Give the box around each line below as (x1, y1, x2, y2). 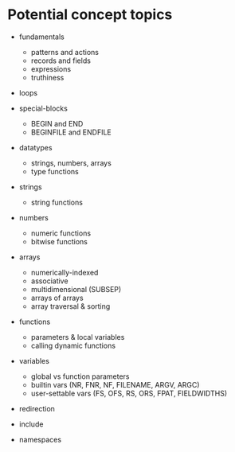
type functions (30, 166, 79, 176)
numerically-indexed (30, 267, 99, 277)
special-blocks (18, 103, 69, 113)
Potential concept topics (7, 6, 173, 24)
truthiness (30, 72, 65, 82)
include (18, 419, 44, 429)
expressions (30, 64, 72, 73)
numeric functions (30, 228, 92, 238)
